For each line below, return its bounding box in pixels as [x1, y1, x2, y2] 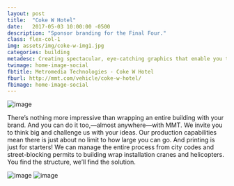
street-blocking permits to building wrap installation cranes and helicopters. [7, 151, 225, 159]
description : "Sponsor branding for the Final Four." [7, 29, 167, 37]
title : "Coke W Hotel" [7, 17, 77, 24]
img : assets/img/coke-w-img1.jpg [7, 42, 104, 49]
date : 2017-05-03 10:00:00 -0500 [7, 23, 111, 30]
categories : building [7, 49, 70, 56]
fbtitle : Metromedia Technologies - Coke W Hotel [7, 68, 155, 75]
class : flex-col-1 [7, 36, 61, 43]
